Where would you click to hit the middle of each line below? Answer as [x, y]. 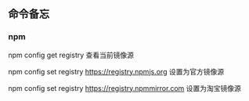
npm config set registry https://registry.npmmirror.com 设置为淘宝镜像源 [125, 88]
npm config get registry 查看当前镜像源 [71, 55]
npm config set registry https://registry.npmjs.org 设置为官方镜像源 [116, 71]
